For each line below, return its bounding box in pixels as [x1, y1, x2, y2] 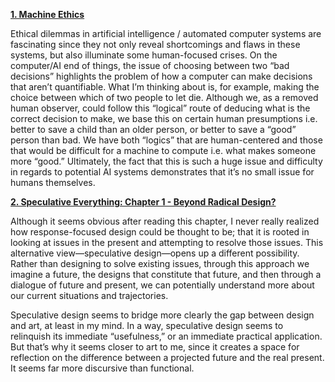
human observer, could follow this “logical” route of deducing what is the [10, 102, 311, 114]
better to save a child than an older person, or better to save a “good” [10, 124, 297, 135]
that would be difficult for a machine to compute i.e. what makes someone [10, 145, 317, 156]
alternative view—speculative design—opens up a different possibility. [10, 247, 300, 259]
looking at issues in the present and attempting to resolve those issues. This [10, 237, 324, 248]
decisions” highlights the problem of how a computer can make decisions [10, 70, 313, 82]
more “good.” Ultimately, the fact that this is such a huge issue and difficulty [10, 155, 323, 167]
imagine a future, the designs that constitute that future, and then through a [10, 269, 322, 280]
